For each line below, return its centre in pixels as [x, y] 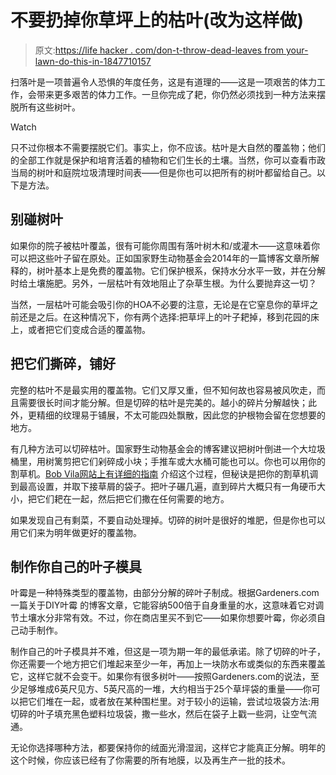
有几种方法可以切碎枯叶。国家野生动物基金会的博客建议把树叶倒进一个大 [159, 448]
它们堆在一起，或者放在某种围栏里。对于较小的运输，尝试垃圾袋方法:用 [173, 702]
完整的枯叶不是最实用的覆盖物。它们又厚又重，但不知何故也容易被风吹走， [163, 390]
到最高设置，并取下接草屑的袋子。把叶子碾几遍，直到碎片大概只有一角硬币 [163, 486]
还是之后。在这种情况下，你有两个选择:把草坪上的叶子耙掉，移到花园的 [165, 317]
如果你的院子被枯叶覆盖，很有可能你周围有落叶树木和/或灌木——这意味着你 [165, 245]
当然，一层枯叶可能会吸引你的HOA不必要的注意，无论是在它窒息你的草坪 [160, 304]
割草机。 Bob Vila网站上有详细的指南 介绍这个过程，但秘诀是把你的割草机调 [164, 473]
